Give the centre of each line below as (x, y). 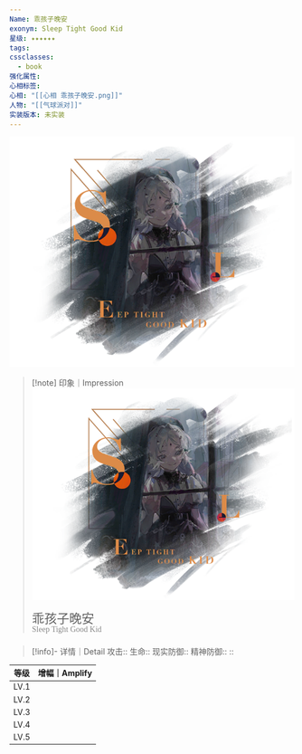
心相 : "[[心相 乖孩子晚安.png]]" (66, 95)
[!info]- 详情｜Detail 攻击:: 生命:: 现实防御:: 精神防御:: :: (132, 651)
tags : (19, 48)
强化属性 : (25, 77)
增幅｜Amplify (65, 673)
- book (30, 67)
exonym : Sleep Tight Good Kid (66, 29)
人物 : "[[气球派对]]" (46, 105)
